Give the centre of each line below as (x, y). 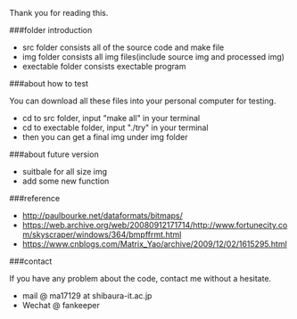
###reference (35, 198)
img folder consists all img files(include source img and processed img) (153, 57)
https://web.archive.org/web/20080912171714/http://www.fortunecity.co (155, 225)
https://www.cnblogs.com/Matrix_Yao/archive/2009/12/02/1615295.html (154, 244)
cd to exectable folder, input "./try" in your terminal (115, 127)
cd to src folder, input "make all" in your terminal (111, 118)
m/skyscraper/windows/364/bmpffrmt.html (102, 234)
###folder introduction (51, 30)
